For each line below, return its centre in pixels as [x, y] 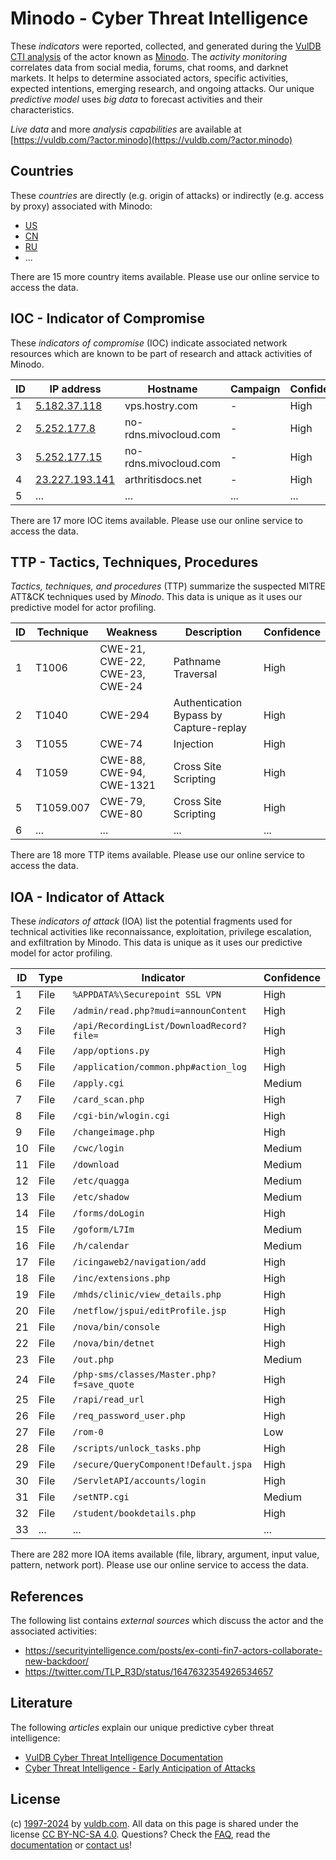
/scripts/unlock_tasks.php [137, 1448]
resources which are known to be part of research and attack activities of [161, 353]
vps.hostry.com [161, 405]
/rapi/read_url [108, 1400]
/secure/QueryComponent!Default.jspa [162, 1465]
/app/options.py [111, 1051]
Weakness [132, 632]
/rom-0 [88, 1432]
